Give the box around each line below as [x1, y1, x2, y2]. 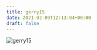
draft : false [6, 20, 40, 26]
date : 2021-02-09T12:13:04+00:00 [6, 15, 92, 21]
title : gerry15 [6, 9, 45, 15]
